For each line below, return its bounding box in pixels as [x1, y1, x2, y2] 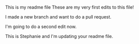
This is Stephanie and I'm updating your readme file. [5, 33, 113, 39]
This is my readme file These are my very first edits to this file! [5, 4, 134, 10]
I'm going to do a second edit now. [5, 23, 77, 29]
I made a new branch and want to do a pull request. [5, 14, 112, 19]
